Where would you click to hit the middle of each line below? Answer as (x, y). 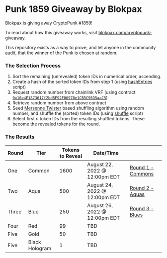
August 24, (100, 185)
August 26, (100, 205)
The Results (20, 137)
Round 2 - (142, 188)
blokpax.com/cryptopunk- (125, 32)
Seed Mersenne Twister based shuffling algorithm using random (78, 108)
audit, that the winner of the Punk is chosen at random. (61, 53)
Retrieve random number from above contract (59, 103)
